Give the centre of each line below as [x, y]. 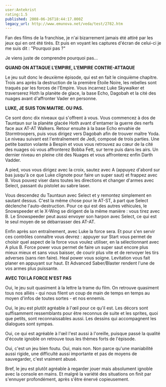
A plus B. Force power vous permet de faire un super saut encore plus [77, 248]
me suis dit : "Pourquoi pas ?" [35, 48]
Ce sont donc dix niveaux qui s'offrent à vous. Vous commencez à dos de [80, 118]
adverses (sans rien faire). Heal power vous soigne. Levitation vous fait [78, 258]
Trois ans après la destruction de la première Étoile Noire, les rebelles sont [81, 83]
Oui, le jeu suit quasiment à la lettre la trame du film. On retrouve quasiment [82, 288]
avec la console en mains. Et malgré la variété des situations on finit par [78, 374]
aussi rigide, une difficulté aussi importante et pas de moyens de [71, 354]
